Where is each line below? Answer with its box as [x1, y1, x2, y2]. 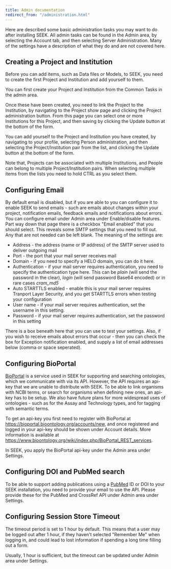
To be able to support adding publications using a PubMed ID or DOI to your [5, 481, 165, 487]
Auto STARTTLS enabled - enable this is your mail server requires [12, 286, 151, 292]
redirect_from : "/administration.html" [5, 12, 90, 17]
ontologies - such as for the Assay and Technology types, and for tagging [5, 400, 161, 406]
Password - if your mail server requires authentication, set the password [12, 313, 165, 319]
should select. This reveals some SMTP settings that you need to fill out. [5, 227, 157, 233]
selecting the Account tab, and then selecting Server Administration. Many [5, 37, 162, 44]
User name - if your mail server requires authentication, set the [12, 302, 145, 308]
